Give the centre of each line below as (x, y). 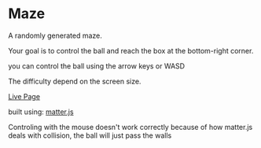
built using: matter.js (41, 112)
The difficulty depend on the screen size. (75, 81)
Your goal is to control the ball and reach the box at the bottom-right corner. (131, 50)
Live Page (24, 96)
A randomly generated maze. (55, 35)
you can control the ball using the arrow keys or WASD (97, 66)
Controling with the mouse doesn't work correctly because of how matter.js (130, 127)
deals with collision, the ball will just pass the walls (90, 135)
